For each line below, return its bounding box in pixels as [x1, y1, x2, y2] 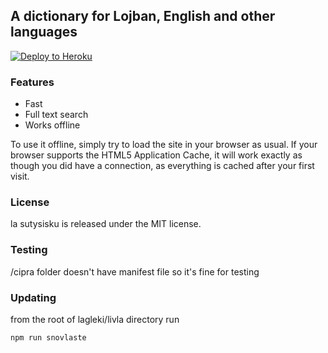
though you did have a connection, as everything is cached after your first [10, 160, 315, 172]
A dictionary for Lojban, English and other [10, 8, 276, 25]
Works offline [24, 119, 81, 131]
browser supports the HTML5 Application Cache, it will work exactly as [10, 149, 303, 161]
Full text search [24, 109, 89, 121]
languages [10, 24, 78, 41]
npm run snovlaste [10, 333, 87, 343]
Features [10, 75, 55, 89]
